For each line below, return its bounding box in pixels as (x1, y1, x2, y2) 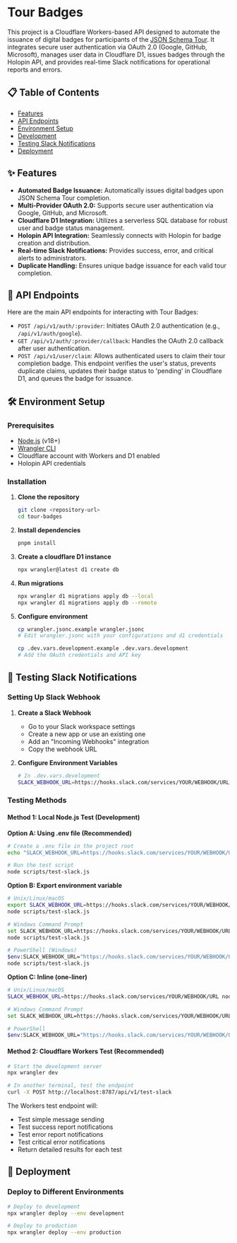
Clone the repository (17, 493, 80, 501)
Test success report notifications (17, 1123, 114, 1131)
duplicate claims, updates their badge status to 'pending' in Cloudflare (17, 367, 222, 375)
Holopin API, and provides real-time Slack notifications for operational (7, 57, 210, 66)
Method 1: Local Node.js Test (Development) (7, 813, 140, 822)
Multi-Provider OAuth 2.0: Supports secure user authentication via (17, 201, 214, 210)
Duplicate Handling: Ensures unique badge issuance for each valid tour (17, 261, 227, 270)
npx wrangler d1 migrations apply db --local (17, 592, 154, 600)
